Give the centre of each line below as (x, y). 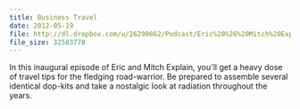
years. (21, 96)
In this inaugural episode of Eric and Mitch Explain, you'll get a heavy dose (146, 67)
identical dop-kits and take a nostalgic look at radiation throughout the (138, 86)
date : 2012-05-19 (42, 26)
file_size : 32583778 (48, 42)
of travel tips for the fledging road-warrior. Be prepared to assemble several (149, 77)
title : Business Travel (54, 17)
